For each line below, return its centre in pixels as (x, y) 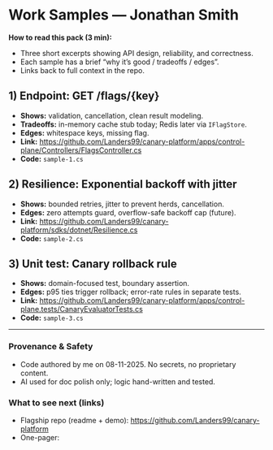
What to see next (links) (56, 402)
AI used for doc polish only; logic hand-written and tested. (117, 381)
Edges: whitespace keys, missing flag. (84, 132)
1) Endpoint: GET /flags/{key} (84, 96)
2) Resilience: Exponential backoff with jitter (123, 184)
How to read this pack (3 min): (60, 37)
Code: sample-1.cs (52, 158)
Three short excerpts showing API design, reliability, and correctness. (136, 53)
